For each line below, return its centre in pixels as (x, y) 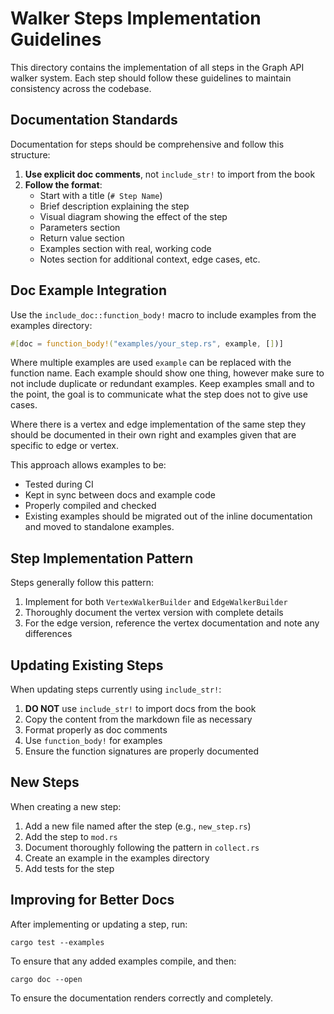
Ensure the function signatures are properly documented (142, 751)
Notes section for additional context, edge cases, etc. (150, 259)
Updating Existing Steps (87, 665)
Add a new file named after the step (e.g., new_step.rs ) (138, 826)
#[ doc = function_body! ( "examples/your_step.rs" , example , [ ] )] (147, 343)
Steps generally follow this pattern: (82, 583)
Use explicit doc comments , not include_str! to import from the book (170, 174)
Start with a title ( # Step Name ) (101, 195)
